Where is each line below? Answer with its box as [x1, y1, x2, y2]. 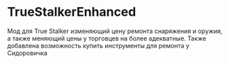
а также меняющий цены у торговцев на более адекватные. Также [7, 34, 207, 42]
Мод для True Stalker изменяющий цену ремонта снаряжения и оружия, [7, 27, 223, 35]
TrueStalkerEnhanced [7, 4, 136, 20]
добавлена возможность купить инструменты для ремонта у [7, 41, 190, 50]
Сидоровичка [7, 49, 47, 57]
